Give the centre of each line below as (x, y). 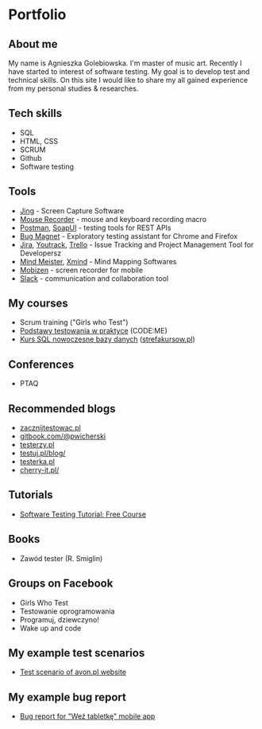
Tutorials (31, 495)
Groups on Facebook (61, 584)
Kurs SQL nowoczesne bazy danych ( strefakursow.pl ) (108, 339)
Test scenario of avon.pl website (73, 672)
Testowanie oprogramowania (67, 611)
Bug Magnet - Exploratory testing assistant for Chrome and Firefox (129, 236)
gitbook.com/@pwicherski (62, 436)
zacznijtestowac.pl (50, 428)
